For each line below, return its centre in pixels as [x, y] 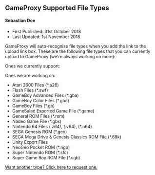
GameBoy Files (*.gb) [33, 106]
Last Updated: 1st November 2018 [46, 37]
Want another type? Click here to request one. [51, 167]
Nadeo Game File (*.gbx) [37, 121]
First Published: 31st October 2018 [47, 31]
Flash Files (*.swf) [30, 90]
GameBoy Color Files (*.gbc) [41, 100]
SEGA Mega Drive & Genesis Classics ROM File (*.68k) [67, 137]
